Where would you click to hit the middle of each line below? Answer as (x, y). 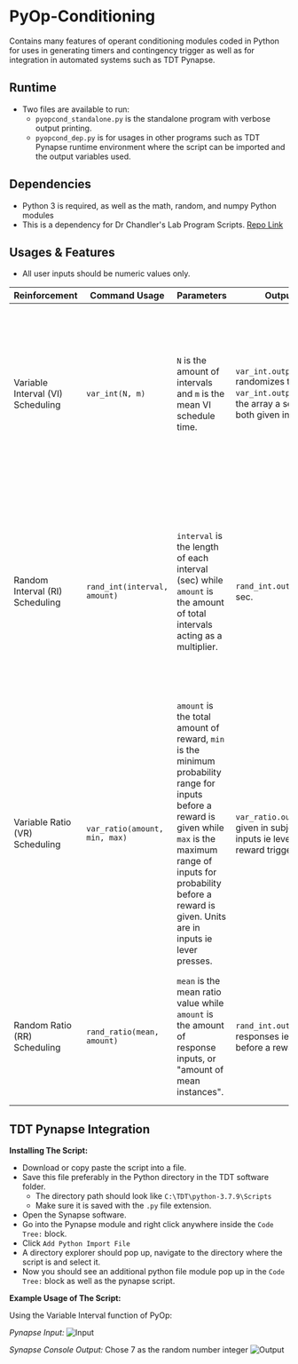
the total (194, 717)
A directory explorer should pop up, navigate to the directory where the (152, 1253)
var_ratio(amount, (125, 829)
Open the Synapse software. (74, 1215)
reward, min (200, 739)
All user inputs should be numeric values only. (106, 274)
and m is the (200, 394)
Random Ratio (43, 1026)
